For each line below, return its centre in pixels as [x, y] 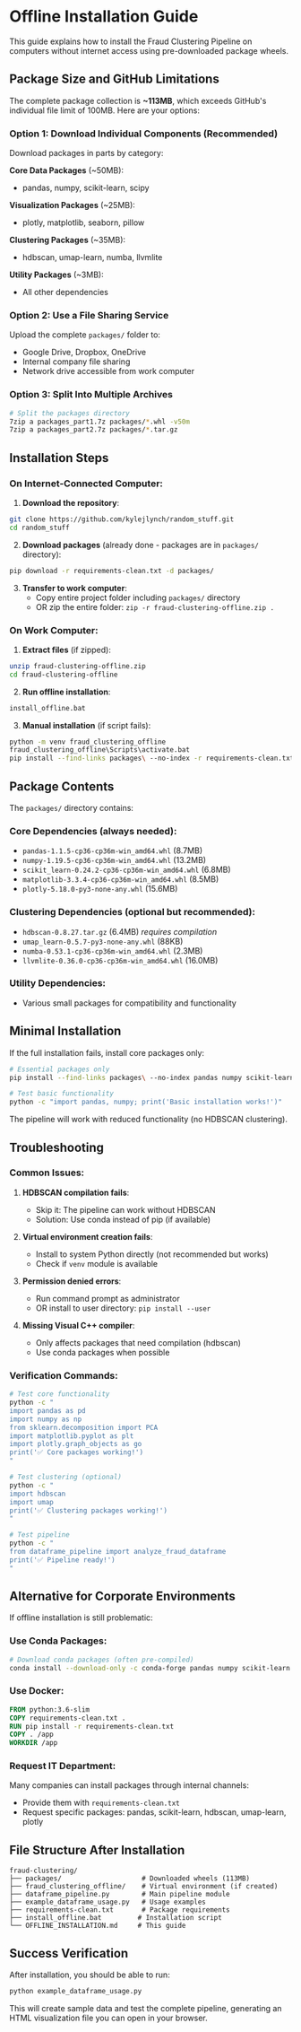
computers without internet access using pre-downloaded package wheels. [149, 50]
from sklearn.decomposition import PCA [84, 1427]
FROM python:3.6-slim [50, 1709]
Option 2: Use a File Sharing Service [89, 315]
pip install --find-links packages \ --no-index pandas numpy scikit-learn [152, 1077]
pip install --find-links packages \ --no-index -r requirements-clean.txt [152, 759]
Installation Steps [59, 458]
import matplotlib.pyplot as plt [72, 1436]
